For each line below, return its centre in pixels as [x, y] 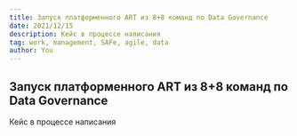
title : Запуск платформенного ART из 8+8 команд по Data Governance [139, 17]
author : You [31, 51]
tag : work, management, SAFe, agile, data [89, 42]
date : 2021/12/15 [41, 26]
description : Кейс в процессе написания [85, 34]
